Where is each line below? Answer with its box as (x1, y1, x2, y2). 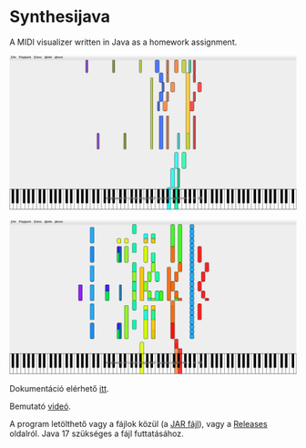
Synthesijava (9, 6, 111, 27)
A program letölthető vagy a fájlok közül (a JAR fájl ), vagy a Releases (9, 419, 268, 430)
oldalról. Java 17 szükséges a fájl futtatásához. (9, 428, 184, 439)
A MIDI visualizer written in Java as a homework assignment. (9, 36, 238, 47)
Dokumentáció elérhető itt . (9, 383, 109, 394)
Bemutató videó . (9, 401, 71, 412)
